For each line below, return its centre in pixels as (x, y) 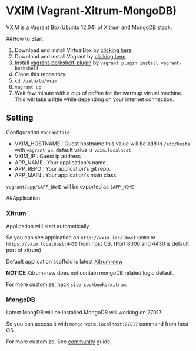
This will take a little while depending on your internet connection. (94, 99)
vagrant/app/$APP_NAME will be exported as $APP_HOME (70, 186)
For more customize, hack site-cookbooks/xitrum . (67, 284)
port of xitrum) (24, 250)
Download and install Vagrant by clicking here (70, 56)
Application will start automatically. (48, 226)
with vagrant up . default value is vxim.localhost (73, 149)
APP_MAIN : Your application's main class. (66, 175)
